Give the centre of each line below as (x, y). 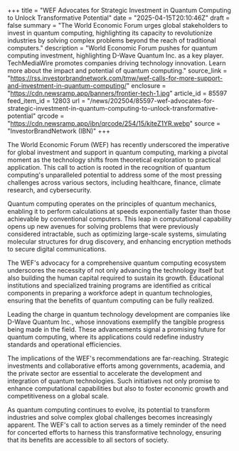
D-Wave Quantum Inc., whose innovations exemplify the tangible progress (116, 322)
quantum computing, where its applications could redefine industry (106, 337)
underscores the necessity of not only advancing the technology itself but (116, 270)
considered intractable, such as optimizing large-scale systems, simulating (117, 234)
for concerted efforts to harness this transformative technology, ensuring (115, 432)
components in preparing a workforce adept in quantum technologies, (110, 293)
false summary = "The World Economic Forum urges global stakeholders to (118, 25)
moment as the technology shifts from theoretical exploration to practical (114, 160)
